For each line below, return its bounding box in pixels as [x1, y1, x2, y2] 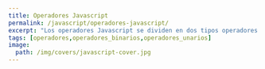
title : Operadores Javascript [8, 11, 109, 20]
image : [8, 41, 30, 49]
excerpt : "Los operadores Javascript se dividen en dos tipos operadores [8, 26, 259, 34]
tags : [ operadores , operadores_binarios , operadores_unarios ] [8, 33, 212, 42]
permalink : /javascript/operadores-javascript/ [8, 19, 170, 27]
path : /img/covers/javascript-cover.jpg [15, 48, 151, 56]
